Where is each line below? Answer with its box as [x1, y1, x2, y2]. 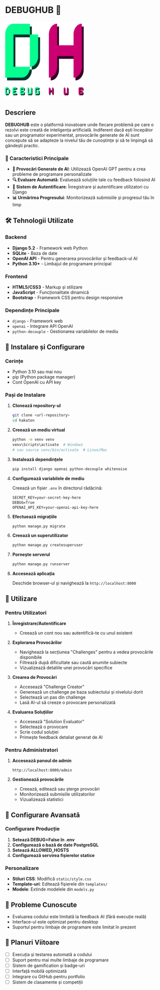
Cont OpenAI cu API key [12, 379, 62, 385]
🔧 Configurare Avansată [5, 811, 80, 819]
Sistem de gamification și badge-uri [12, 962, 85, 968]
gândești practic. [5, 142, 39, 148]
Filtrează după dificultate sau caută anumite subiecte [19, 659, 128, 665]
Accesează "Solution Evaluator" [19, 718, 85, 724]
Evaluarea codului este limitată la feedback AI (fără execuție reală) [12, 913, 147, 920]
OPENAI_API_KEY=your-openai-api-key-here [12, 505, 98, 510]
